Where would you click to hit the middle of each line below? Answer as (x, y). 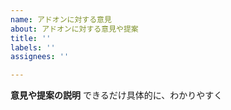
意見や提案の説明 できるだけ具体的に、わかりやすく (116, 95)
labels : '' (33, 47)
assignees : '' (40, 57)
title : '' (31, 38)
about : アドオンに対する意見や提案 (74, 29)
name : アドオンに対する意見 (61, 19)
